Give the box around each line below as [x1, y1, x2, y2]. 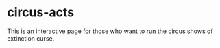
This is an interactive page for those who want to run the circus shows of [7, 27, 214, 35]
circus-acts [7, 5, 74, 20]
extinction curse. [7, 34, 55, 42]
